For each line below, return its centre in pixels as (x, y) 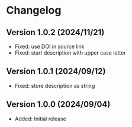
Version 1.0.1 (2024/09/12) (56, 72)
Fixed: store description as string (55, 85)
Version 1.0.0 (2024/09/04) (58, 104)
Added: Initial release (41, 119)
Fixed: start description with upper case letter (70, 53)
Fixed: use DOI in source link (49, 46)
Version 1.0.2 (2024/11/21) (55, 32)
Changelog (34, 10)
